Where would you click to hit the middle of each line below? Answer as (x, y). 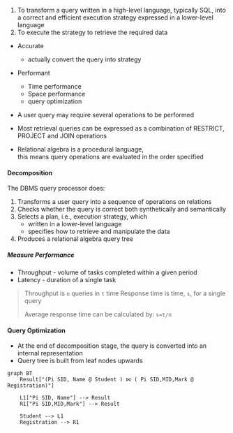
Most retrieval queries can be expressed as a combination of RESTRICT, (121, 128)
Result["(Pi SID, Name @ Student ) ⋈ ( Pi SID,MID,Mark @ (107, 380)
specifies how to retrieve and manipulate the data (99, 232)
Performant (33, 73)
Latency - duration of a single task (67, 280)
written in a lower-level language (75, 224)
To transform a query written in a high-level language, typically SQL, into (122, 10)
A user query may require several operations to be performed (106, 115)
